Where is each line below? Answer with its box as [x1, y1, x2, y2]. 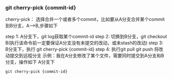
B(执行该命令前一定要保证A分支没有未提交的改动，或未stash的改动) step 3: [5, 40, 163, 46]
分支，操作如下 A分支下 [5, 59, 55, 65]
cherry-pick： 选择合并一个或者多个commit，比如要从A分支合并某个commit [5, 16, 165, 22]
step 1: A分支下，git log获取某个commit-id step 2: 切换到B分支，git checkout [5, 34, 167, 40]
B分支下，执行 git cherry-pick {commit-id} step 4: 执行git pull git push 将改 [5, 46, 163, 52]
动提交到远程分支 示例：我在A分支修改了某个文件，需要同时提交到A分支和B [5, 52, 164, 59]
